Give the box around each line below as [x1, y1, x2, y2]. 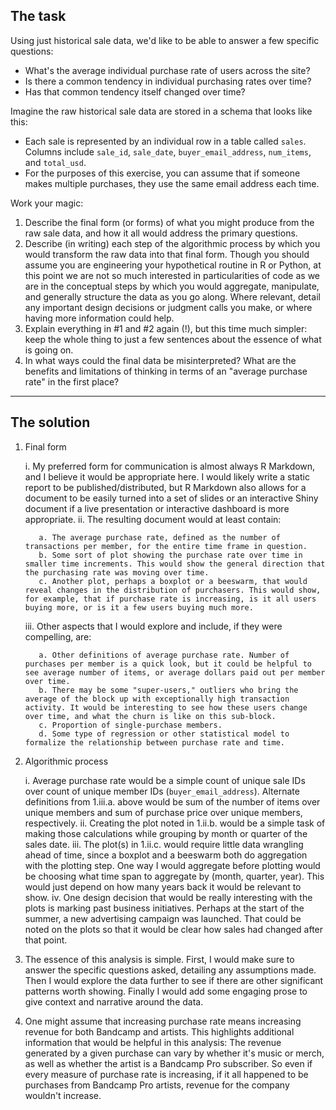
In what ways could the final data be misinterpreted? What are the [24, 354, 297, 366]
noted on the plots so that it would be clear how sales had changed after [24, 923, 324, 935]
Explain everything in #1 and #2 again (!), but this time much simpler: [24, 322, 308, 334]
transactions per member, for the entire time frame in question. [24, 541, 308, 551]
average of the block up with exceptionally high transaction [24, 694, 290, 704]
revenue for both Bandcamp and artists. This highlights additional [24, 1025, 295, 1038]
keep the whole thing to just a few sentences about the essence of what [24, 333, 322, 345]
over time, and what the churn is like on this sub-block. [24, 711, 277, 721]
